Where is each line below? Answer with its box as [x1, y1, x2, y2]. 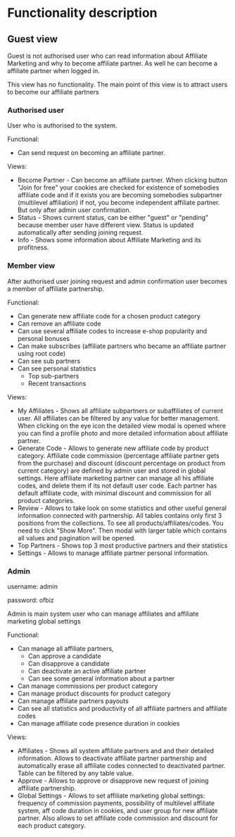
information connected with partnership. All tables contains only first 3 [17, 511, 222, 519]
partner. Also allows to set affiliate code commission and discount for [17, 814, 218, 822]
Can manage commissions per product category [17, 681, 158, 690]
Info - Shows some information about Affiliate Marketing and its [17, 236, 202, 244]
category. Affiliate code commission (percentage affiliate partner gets [17, 451, 220, 459]
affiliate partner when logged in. [7, 67, 100, 75]
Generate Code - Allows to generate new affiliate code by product [17, 444, 209, 452]
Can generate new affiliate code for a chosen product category [17, 311, 201, 320]
